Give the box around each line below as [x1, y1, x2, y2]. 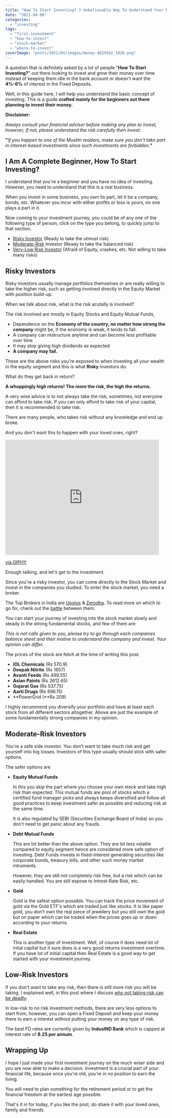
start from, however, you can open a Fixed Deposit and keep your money [5, 1010, 159, 1017]
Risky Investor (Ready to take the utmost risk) [12, 236, 109, 242]
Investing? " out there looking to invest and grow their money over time [5, 70, 155, 76]
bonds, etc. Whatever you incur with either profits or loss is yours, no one [5, 199, 160, 205]
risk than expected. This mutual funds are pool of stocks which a [12, 789, 149, 795]
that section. [5, 226, 32, 232]
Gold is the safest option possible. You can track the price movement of [12, 897, 164, 904]
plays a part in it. [5, 205, 40, 211]
